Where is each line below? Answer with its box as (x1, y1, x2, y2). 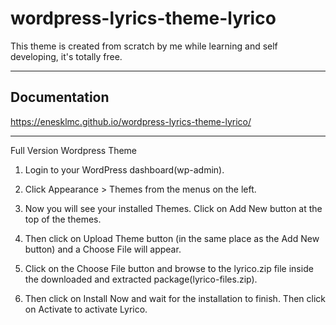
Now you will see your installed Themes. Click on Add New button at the (24, 202, 323, 214)
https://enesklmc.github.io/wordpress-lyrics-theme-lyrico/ (10, 115, 252, 127)
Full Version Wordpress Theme (10, 144, 138, 156)
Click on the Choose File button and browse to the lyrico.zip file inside (24, 262, 314, 274)
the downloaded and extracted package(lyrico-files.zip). (24, 273, 258, 285)
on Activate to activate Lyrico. (24, 303, 148, 315)
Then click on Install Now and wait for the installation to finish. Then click (24, 292, 326, 304)
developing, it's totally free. (10, 50, 123, 62)
